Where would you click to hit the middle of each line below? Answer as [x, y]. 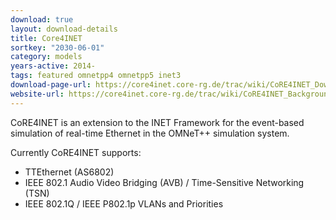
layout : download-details [64, 29]
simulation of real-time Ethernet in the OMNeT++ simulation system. [150, 133]
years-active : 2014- [53, 66]
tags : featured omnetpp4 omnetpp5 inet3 [96, 76]
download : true [42, 19]
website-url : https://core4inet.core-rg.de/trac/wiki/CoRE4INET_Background [171, 94]
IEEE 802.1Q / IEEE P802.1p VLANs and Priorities [124, 203]
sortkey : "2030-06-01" [57, 47]
